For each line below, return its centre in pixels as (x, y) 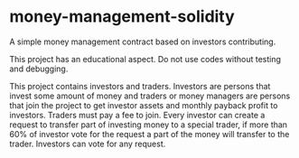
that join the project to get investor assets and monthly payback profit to (144, 105)
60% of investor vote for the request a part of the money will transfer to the (149, 134)
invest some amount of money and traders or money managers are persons (150, 96)
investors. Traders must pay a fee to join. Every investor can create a (137, 115)
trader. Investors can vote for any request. (88, 144)
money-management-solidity (122, 17)
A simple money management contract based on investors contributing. (143, 42)
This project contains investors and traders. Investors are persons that (140, 86)
